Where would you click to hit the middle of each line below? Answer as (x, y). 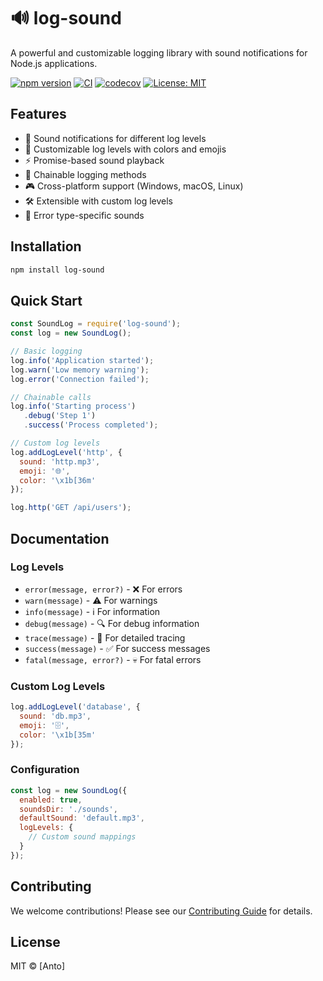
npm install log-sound (57, 270)
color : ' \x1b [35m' (58, 735)
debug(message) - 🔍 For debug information (112, 623)
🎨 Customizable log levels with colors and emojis (125, 149)
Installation (46, 246)
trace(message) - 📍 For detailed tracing (105, 637)
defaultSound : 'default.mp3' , (82, 818)
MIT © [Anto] (38, 966)
